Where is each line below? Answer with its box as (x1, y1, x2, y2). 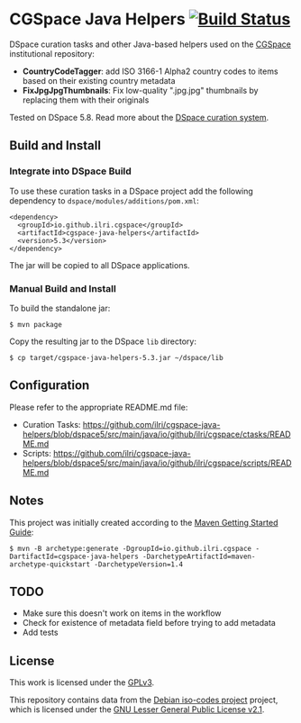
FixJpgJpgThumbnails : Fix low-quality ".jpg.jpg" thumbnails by (22, 85, 259, 95)
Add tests (22, 627, 59, 638)
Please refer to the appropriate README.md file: (9, 402, 188, 412)
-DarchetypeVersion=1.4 (94, 559, 183, 569)
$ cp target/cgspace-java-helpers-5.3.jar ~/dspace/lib (9, 353, 223, 362)
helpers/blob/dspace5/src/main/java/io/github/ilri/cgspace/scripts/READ (22, 457, 292, 468)
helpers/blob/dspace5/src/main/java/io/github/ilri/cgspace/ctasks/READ (22, 429, 291, 439)
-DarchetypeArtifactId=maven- (142, 552, 256, 561)
